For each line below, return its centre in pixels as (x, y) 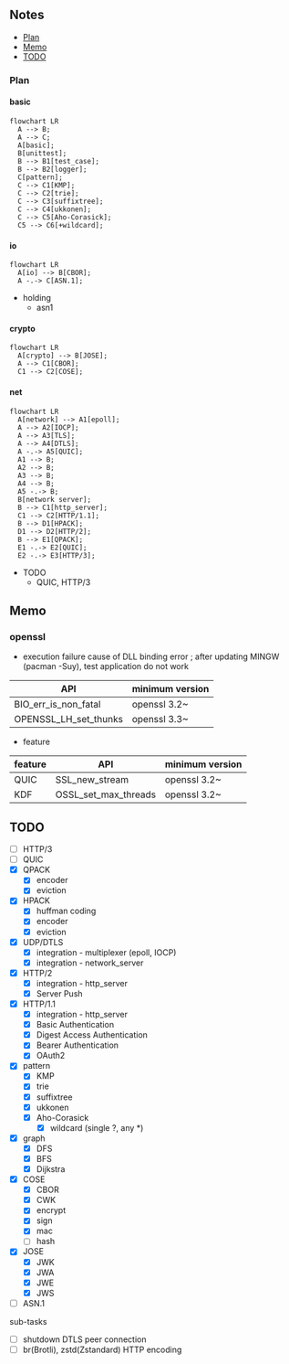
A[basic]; (36, 145)
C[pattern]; (41, 177)
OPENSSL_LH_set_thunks (68, 719)
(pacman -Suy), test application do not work (106, 666)
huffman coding (66, 911)
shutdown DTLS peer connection (84, 1339)
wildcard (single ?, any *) (97, 1127)
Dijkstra (51, 1168)
